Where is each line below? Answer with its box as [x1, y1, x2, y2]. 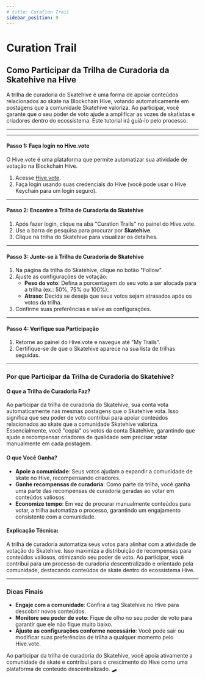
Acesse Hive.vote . [15, 174, 61, 181]
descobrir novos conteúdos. [15, 608, 87, 615]
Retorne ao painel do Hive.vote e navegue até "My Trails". [15, 339, 160, 346]
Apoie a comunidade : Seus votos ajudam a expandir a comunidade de [15, 467, 193, 475]
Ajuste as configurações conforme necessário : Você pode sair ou [15, 627, 184, 634]
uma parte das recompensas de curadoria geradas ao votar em [15, 487, 174, 494]
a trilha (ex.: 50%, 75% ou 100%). [24, 286, 109, 293]
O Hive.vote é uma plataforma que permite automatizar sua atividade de [6, 156, 187, 163]
